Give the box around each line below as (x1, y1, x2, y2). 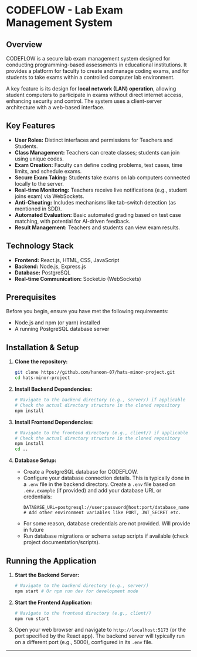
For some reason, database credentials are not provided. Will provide (23, 520, 191, 527)
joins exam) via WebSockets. (14, 192, 84, 200)
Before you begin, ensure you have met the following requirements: (6, 308, 169, 315)
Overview (6, 39, 43, 49)
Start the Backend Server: (14, 571, 80, 578)
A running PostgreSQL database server (14, 326, 110, 333)
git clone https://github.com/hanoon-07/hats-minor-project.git (14, 370, 175, 376)
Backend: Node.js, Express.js (14, 263, 86, 270)
